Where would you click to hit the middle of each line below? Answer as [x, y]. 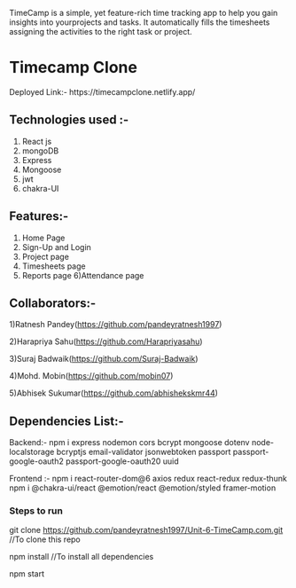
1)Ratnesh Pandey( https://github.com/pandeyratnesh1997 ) [116, 325]
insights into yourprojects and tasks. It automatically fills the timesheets [140, 22]
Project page [45, 256]
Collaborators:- [53, 303]
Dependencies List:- [66, 421]
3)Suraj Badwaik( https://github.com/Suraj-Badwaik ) [104, 359]
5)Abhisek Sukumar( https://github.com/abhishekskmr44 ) [114, 393]
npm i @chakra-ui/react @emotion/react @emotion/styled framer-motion [143, 488]
